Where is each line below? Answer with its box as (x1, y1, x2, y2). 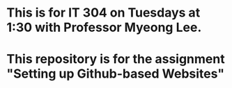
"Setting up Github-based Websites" (6, 66, 224, 82)
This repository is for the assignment (6, 51, 225, 67)
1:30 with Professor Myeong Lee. (6, 19, 202, 35)
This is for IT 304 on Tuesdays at (6, 5, 201, 21)
